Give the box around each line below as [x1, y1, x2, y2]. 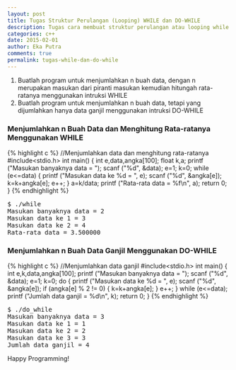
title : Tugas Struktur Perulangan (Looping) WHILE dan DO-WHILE [7, 17, 201, 24]
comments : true [7, 50, 52, 57]
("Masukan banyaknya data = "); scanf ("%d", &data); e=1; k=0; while [7, 164, 210, 172]
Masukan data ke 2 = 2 [7, 327, 86, 335]
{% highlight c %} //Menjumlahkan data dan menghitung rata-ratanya [7, 149, 209, 157]
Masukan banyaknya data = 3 [7, 313, 105, 321]
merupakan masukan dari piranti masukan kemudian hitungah [17, 83, 198, 92]
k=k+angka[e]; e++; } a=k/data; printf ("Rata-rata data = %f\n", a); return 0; [7, 179, 228, 188]
